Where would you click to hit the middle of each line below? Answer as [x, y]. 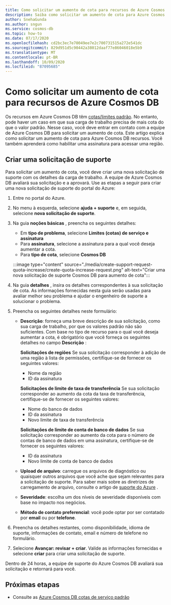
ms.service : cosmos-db [29, 29]
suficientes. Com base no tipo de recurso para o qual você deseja [89, 331]
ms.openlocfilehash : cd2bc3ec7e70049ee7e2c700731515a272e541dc [74, 43]
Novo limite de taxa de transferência [66, 419]
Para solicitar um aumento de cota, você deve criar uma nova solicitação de [85, 172]
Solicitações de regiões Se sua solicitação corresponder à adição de [93, 352]
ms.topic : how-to [24, 34]
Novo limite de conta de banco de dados [70, 461]
